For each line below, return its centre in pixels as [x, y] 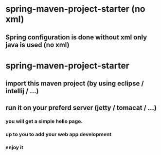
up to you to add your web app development [59, 135]
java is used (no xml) [37, 45]
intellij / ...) [22, 91]
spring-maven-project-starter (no [75, 9]
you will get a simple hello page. [44, 121]
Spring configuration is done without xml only [76, 37]
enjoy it [15, 148]
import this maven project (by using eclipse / [75, 84]
